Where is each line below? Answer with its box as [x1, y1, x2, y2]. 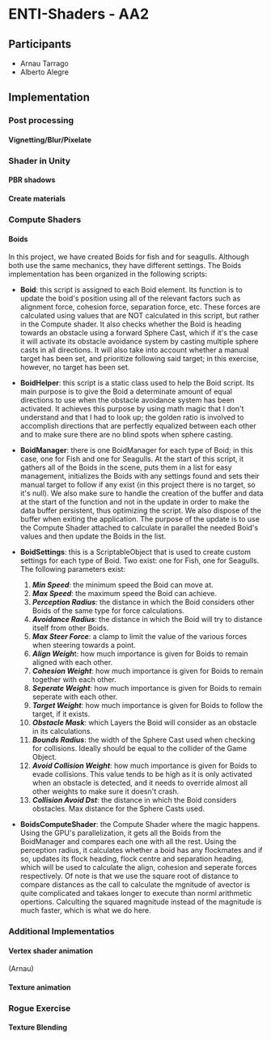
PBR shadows [8, 175, 56, 185]
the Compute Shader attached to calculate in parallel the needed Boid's [19, 523, 259, 533]
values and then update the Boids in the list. [19, 531, 167, 541]
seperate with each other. [32, 692, 118, 701]
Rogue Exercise [8, 1002, 71, 1013]
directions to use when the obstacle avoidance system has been [19, 395, 235, 405]
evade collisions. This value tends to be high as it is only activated [32, 769, 252, 779]
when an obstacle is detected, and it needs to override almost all [32, 778, 248, 788]
